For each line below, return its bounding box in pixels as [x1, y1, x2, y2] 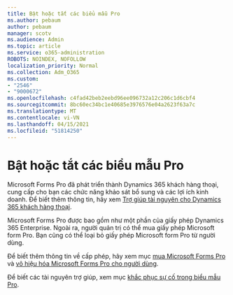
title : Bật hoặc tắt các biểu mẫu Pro [7, 10, 120, 17]
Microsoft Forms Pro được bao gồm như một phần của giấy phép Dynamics [7, 216, 224, 224]
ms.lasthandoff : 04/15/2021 [7, 120, 90, 128]
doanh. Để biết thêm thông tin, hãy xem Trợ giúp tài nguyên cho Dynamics [7, 195, 222, 203]
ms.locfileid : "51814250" [7, 127, 83, 134]
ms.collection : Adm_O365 [7, 69, 80, 75]
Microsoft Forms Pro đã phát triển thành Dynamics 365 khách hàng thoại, [7, 180, 219, 189]
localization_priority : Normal [7, 62, 99, 69]
